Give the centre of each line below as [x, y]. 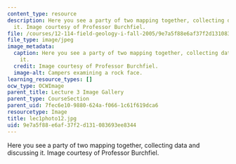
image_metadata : [31, 46]
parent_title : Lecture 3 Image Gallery [66, 92]
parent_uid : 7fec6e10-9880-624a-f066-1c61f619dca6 [83, 106]
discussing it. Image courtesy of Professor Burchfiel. [83, 153]
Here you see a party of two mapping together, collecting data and [104, 145]
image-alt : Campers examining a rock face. [78, 72]
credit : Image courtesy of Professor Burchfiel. [86, 66]
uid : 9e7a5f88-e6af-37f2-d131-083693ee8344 [72, 125]
